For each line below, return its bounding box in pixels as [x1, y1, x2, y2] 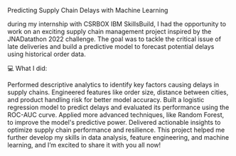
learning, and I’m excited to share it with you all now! [7, 141, 161, 149]
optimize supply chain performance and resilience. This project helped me [7, 126, 225, 134]
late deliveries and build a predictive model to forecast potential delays [7, 43, 215, 50]
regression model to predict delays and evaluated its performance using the [7, 103, 230, 111]
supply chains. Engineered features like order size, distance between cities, [7, 88, 229, 96]
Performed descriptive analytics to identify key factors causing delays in [7, 81, 220, 89]
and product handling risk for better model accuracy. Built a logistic [7, 96, 205, 104]
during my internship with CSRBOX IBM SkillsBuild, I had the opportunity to [7, 20, 226, 28]
